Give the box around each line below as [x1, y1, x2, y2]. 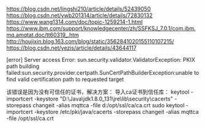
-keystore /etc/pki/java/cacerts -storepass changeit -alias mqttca [34, 108, 199, 115]
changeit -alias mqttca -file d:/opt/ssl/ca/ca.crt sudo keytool [32, 102, 185, 109]
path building [6, 62, 40, 70]
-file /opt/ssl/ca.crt [6, 115, 54, 122]
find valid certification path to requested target [6, 76, 124, 83]
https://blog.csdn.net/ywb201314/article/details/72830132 [6, 12, 153, 19]
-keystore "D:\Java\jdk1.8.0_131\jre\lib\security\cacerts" [34, 95, 173, 102]
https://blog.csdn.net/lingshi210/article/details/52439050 [6, 6, 151, 12]
